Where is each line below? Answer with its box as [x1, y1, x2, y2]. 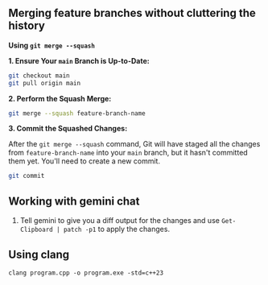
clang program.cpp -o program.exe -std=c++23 [8, 269, 163, 277]
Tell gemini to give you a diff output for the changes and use [19, 216, 220, 225]
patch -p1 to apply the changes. [63, 225, 171, 234]
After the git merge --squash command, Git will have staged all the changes [8, 139, 261, 149]
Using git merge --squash [8, 40, 95, 50]
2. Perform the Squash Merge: [8, 93, 112, 103]
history [8, 19, 46, 33]
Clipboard [19, 225, 54, 234]
